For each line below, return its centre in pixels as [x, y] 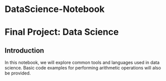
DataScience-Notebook [55, 9]
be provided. [18, 73]
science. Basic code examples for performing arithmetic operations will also [83, 68]
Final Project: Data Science [62, 32]
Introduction [24, 50]
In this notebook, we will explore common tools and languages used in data [82, 62]
